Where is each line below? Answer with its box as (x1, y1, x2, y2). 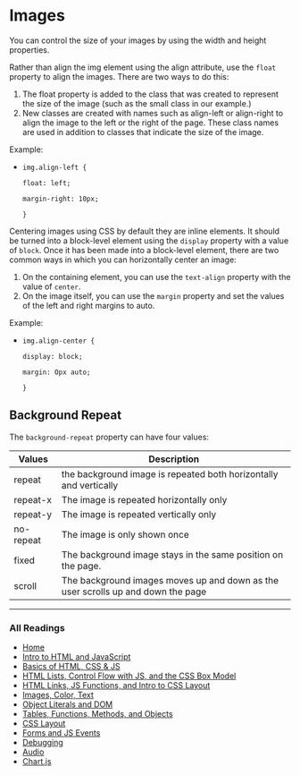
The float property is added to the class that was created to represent (21, 89, 279, 99)
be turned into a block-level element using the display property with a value (9, 234, 289, 246)
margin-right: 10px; (21, 194, 99, 203)
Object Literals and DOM (21, 699, 113, 710)
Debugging (21, 737, 64, 748)
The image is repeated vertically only (61, 507, 217, 520)
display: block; (21, 352, 83, 361)
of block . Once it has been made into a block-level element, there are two (9, 244, 279, 255)
